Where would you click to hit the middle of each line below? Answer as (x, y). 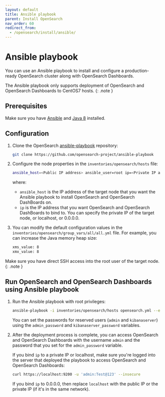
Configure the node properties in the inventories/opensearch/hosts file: (85, 164)
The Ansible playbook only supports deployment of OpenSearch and (75, 85)
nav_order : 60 (20, 23)
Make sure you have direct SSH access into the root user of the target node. (82, 261)
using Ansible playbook (42, 290)
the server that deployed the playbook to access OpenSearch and (79, 360)
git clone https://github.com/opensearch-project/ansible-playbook (83, 154)
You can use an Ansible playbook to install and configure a (65, 71)
